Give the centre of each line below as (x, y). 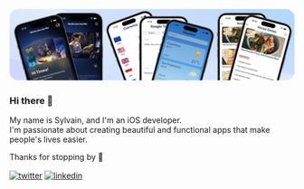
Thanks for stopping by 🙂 (57, 157)
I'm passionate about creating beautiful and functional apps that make (140, 130)
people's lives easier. (48, 139)
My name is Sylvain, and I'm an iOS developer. (96, 120)
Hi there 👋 (32, 100)
